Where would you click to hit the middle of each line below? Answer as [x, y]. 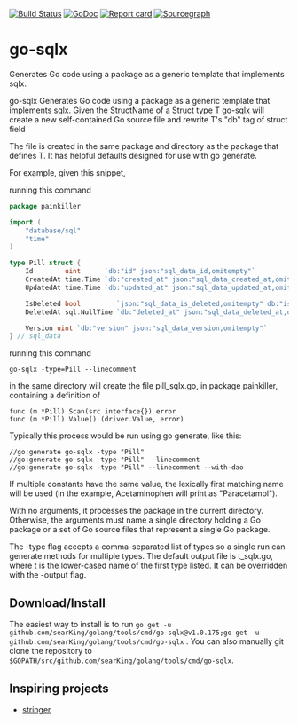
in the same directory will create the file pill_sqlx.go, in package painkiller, [143, 386]
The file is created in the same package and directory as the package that [144, 146]
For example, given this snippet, [67, 172]
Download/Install [58, 603]
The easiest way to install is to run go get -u [90, 625]
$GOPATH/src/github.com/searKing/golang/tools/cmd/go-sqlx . [122, 660]
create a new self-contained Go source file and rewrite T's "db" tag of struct [149, 119]
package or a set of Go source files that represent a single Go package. [140, 530]
